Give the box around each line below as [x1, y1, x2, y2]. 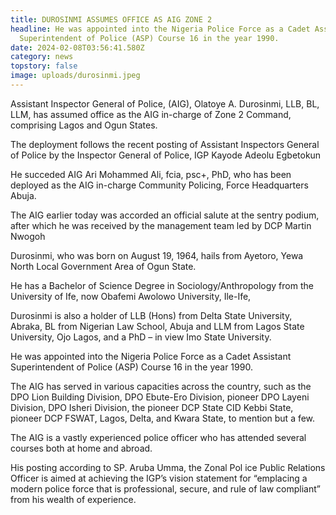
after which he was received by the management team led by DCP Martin [10, 219, 312, 231]
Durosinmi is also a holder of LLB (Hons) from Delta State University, [10, 309, 293, 321]
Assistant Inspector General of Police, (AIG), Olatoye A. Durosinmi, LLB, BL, [10, 97, 320, 110]
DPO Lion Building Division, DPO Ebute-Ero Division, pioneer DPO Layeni [10, 391, 310, 403]
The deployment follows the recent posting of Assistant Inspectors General [10, 138, 320, 150]
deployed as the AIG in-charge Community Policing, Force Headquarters [10, 179, 309, 191]
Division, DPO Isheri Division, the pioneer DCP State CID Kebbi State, [10, 401, 294, 413]
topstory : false [10, 61, 78, 71]
